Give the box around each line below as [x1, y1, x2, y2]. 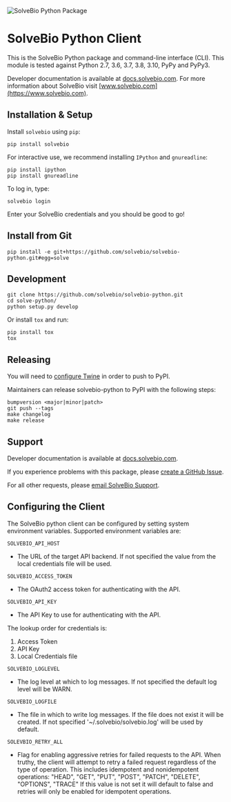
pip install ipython [7, 166, 67, 173]
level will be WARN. [17, 684, 72, 693]
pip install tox [7, 329, 54, 336]
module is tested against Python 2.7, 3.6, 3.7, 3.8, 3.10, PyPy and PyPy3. [7, 61, 210, 69]
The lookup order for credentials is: [7, 624, 108, 632]
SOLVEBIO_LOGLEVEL [7, 665, 60, 672]
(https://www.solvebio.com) [7, 88, 87, 97]
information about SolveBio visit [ [7, 82, 101, 90]
